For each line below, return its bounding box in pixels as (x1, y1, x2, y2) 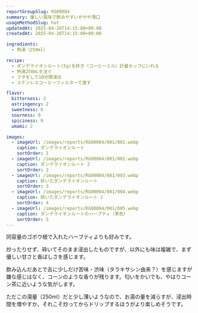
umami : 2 (11, 123, 33, 129)
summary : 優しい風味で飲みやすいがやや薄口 (6, 14, 100, 20)
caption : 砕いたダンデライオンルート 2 (17, 195, 103, 201)
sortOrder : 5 (17, 217, 49, 222)
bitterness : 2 (11, 96, 46, 102)
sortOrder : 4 (17, 200, 49, 206)
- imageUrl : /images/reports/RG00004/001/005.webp (11, 205, 139, 211)
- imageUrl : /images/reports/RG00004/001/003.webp (11, 172, 139, 178)
